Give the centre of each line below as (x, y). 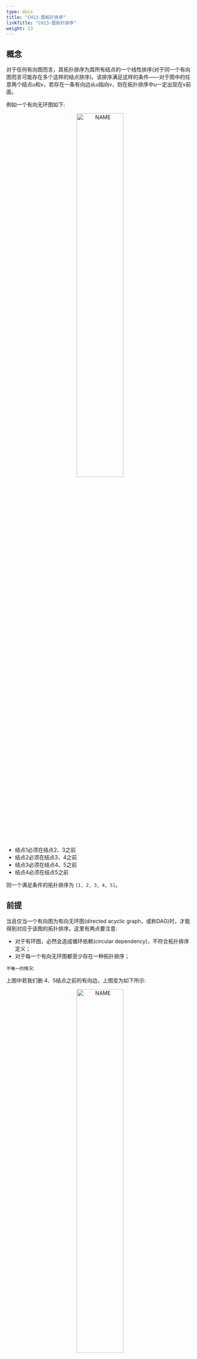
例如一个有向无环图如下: (36, 104)
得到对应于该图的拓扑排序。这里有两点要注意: (62, 928)
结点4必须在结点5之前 (42, 873)
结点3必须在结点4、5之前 (46, 865)
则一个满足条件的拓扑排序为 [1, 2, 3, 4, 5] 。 (63, 885)
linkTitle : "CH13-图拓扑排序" (41, 23)
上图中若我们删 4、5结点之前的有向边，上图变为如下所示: (76, 980)
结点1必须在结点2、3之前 (45, 850)
